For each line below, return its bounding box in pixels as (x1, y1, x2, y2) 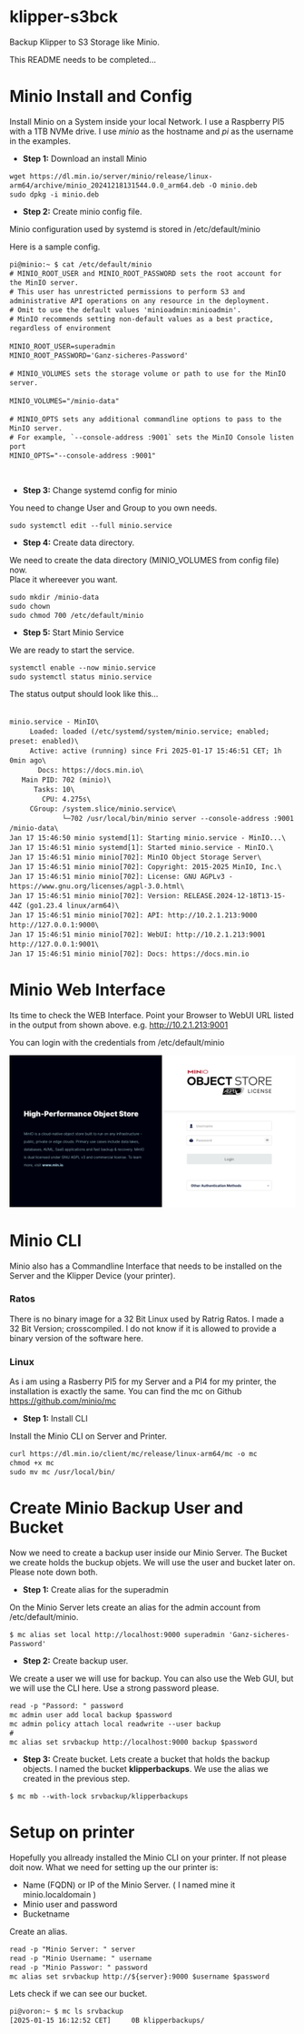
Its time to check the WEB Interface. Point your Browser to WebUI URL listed (9, 1009, 295, 1020)
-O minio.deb (208, 180, 258, 190)
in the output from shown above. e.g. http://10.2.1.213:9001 (9, 1019, 229, 1030)
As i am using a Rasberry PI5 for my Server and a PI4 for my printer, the (9, 1376, 277, 1387)
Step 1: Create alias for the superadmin (22, 1584, 170, 1595)
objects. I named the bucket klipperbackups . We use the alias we (22, 1764, 270, 1775)
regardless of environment (9, 323, 112, 333)
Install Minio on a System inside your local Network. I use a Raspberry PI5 (9, 116, 285, 126)
